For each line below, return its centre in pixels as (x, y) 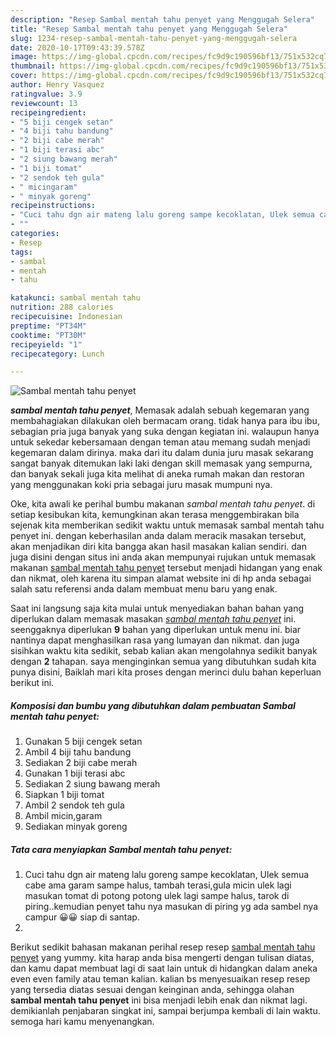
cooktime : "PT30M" (48, 335)
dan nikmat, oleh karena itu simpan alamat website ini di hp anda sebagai (161, 578)
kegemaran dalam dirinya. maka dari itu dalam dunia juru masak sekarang (162, 453)
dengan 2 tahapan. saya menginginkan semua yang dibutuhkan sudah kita (163, 662)
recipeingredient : (48, 112)
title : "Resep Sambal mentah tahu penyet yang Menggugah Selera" (149, 29)
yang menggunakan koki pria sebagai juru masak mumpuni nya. (141, 485)
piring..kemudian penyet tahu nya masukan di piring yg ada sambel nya (171, 907)
